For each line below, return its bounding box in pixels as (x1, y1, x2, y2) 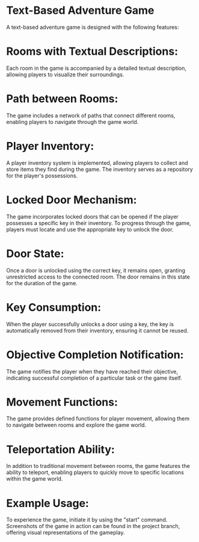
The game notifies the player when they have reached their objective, (6, 368, 179, 375)
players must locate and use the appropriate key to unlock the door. (6, 226, 174, 233)
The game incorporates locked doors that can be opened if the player (6, 213, 179, 220)
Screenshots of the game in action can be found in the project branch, (6, 523, 180, 530)
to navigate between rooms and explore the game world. (6, 422, 147, 429)
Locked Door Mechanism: (6, 193, 137, 206)
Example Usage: (6, 496, 89, 510)
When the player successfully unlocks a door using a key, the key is (6, 320, 174, 328)
